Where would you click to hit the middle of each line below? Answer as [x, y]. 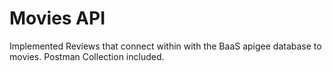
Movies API [57, 18]
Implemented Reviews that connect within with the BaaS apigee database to [165, 46]
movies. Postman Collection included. [87, 56]
